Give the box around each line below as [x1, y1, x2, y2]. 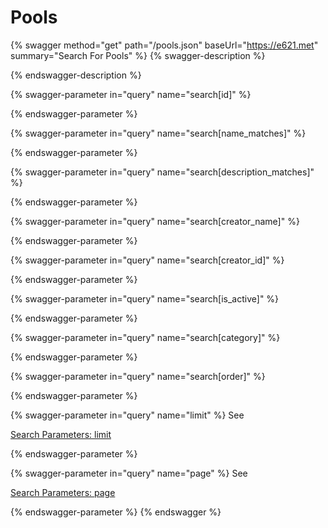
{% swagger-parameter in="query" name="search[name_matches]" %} [10, 127, 307, 139]
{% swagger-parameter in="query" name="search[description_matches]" [10, 166, 315, 178]
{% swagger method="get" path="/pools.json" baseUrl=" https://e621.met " [10, 39, 319, 51]
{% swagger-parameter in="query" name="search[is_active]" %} [10, 292, 280, 305]
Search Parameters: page [10, 486, 116, 498]
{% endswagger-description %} [10, 69, 142, 81]
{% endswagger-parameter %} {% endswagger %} [10, 506, 222, 518]
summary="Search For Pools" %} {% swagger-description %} [10, 49, 266, 61]
